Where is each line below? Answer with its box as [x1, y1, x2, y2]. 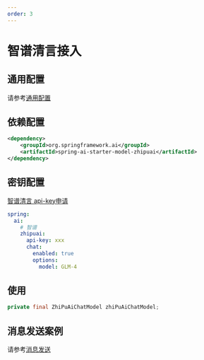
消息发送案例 [7, 325, 64, 337]
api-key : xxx [25, 237, 65, 244]
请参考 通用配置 [7, 93, 51, 102]
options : [32, 256, 59, 264]
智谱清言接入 [7, 43, 83, 59]
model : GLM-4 [38, 263, 78, 270]
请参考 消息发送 [7, 345, 51, 354]
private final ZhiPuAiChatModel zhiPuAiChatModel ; [7, 303, 160, 311]
